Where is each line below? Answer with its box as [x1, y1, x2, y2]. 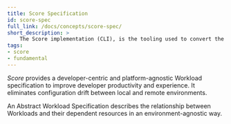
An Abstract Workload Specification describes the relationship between [7, 101, 211, 110]
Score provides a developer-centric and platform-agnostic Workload [7, 74, 203, 82]
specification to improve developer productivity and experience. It [7, 81, 195, 90]
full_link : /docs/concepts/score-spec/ [7, 23, 122, 30]
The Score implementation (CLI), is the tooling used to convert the [19, 36, 225, 43]
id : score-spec [7, 17, 51, 23]
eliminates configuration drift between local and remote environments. [7, 88, 207, 96]
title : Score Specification [7, 10, 89, 17]
